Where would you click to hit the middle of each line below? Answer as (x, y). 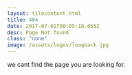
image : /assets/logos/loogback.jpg (58, 45)
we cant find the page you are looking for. (66, 64)
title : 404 (23, 20)
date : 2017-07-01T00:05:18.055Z (53, 26)
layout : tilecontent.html (44, 13)
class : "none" (27, 39)
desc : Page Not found (38, 32)
